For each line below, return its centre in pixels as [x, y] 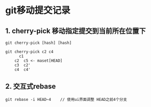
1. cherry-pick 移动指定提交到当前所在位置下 [75, 31]
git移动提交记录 [38, 10]
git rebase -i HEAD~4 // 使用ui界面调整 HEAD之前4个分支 [66, 99]
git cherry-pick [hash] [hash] [39, 43]
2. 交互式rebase [31, 86]
